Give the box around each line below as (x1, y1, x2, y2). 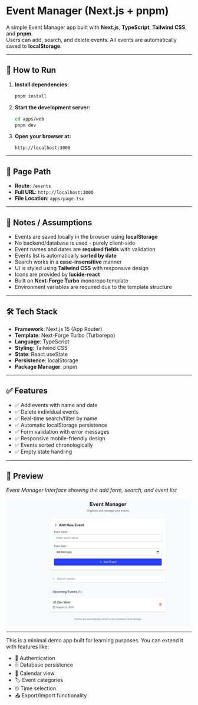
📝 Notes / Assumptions (6, 217, 93, 228)
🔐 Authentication (14, 655, 55, 662)
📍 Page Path (6, 167, 51, 177)
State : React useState (14, 350, 68, 358)
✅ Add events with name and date (14, 401, 98, 408)
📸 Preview (6, 471, 44, 481)
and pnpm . (6, 30, 33, 37)
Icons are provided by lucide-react (14, 271, 100, 278)
